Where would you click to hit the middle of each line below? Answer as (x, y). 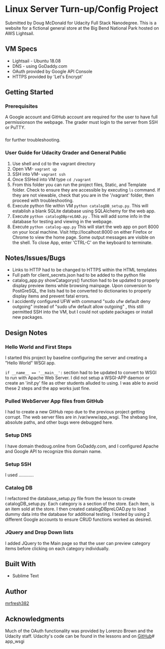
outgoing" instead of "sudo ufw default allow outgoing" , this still (78, 307)
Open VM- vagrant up (34, 169)
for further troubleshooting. (33, 140)
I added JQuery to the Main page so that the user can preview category (78, 543)
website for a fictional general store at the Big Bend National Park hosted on (82, 28)
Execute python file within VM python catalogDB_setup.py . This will (80, 205)
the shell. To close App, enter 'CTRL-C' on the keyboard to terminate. (82, 242)
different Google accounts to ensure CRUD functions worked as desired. (79, 520)
